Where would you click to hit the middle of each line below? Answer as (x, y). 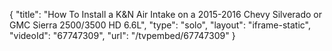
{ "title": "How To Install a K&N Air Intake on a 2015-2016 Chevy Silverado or (166, 14)
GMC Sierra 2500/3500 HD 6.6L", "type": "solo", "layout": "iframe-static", (160, 25)
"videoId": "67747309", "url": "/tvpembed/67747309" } (122, 35)
